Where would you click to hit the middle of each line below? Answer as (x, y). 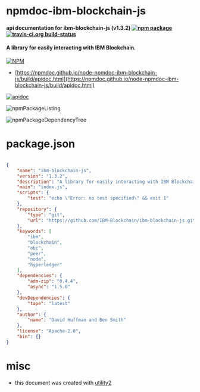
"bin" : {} (29, 337)
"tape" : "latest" (49, 303)
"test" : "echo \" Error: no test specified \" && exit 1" (98, 198)
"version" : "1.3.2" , (42, 176)
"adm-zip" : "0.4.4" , (53, 281)
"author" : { (32, 315)
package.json (41, 144)
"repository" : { (37, 209)
